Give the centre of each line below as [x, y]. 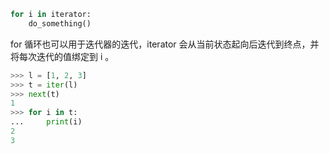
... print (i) [46, 122]
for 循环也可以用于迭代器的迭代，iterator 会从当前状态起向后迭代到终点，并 [165, 44]
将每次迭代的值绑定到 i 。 [62, 56]
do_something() [60, 23]
